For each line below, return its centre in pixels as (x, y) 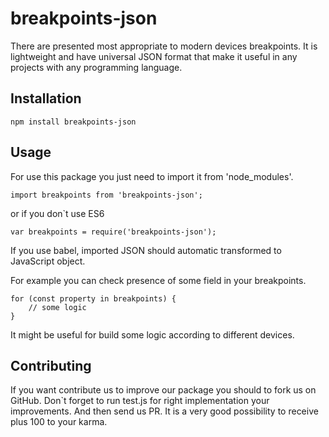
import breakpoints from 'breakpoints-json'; (106, 195)
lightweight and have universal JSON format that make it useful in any (154, 56)
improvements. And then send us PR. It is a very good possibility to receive (164, 411)
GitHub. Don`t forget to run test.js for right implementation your (140, 401)
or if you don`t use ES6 (57, 213)
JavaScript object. (48, 261)
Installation (46, 98)
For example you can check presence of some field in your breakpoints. (158, 280)
